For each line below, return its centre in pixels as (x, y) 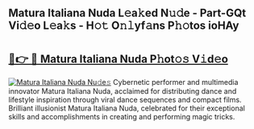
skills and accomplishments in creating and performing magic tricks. (122, 117)
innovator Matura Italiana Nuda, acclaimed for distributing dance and (123, 91)
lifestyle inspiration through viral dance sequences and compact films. (125, 100)
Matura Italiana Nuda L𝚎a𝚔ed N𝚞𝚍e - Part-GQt (127, 13)
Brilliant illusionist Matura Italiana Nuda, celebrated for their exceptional (127, 108)
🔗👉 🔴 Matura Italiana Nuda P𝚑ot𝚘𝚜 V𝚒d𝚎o (118, 59)
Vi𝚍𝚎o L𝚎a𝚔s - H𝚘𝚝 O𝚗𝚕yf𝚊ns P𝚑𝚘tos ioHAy (124, 26)
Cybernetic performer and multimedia (175, 82)
